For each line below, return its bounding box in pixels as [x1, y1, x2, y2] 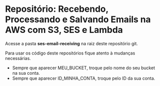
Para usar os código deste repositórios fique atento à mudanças [5, 50, 135, 56]
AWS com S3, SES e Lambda [5, 25, 123, 35]
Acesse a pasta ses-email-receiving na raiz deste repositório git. [5, 40, 138, 46]
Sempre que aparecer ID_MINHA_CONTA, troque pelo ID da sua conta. [12, 75, 156, 81]
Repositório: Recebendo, [5, 3, 109, 15]
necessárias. [5, 55, 31, 61]
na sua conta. [12, 70, 40, 76]
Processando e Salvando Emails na [5, 14, 151, 25]
